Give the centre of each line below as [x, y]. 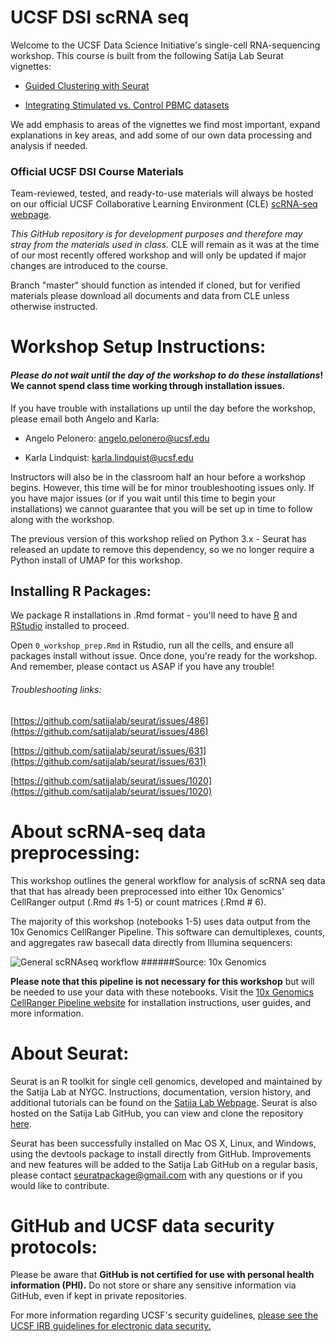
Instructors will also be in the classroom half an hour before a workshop [158, 477]
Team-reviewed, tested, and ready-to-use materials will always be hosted [162, 193]
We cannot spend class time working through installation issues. [148, 386]
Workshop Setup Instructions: [138, 347]
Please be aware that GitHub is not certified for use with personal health [162, 1275]
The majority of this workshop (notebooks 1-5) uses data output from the [160, 921]
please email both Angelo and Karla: [85, 418]
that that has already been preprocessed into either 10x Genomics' [147, 891]
